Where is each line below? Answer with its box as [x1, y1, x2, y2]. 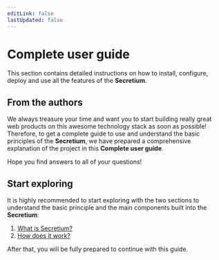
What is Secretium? [17, 224, 73, 232]
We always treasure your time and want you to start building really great [7, 115, 212, 123]
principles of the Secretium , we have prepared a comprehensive [7, 137, 191, 145]
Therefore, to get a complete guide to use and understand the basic [7, 129, 200, 138]
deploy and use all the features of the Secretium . [7, 77, 147, 85]
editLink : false [7, 10, 54, 17]
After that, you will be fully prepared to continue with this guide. [7, 245, 189, 253]
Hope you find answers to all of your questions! [7, 158, 142, 166]
